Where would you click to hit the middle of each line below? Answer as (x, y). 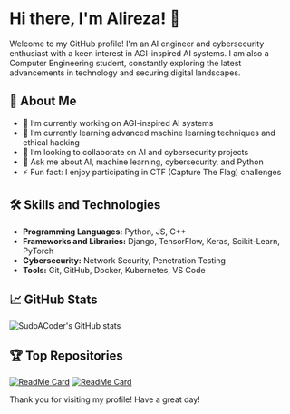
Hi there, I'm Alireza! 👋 (95, 19)
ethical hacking (51, 142)
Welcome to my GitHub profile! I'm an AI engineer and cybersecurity (137, 44)
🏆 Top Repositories (67, 355)
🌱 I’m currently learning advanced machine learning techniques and (149, 133)
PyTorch (38, 251)
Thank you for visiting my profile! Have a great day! (105, 399)
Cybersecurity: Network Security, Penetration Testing (124, 260)
